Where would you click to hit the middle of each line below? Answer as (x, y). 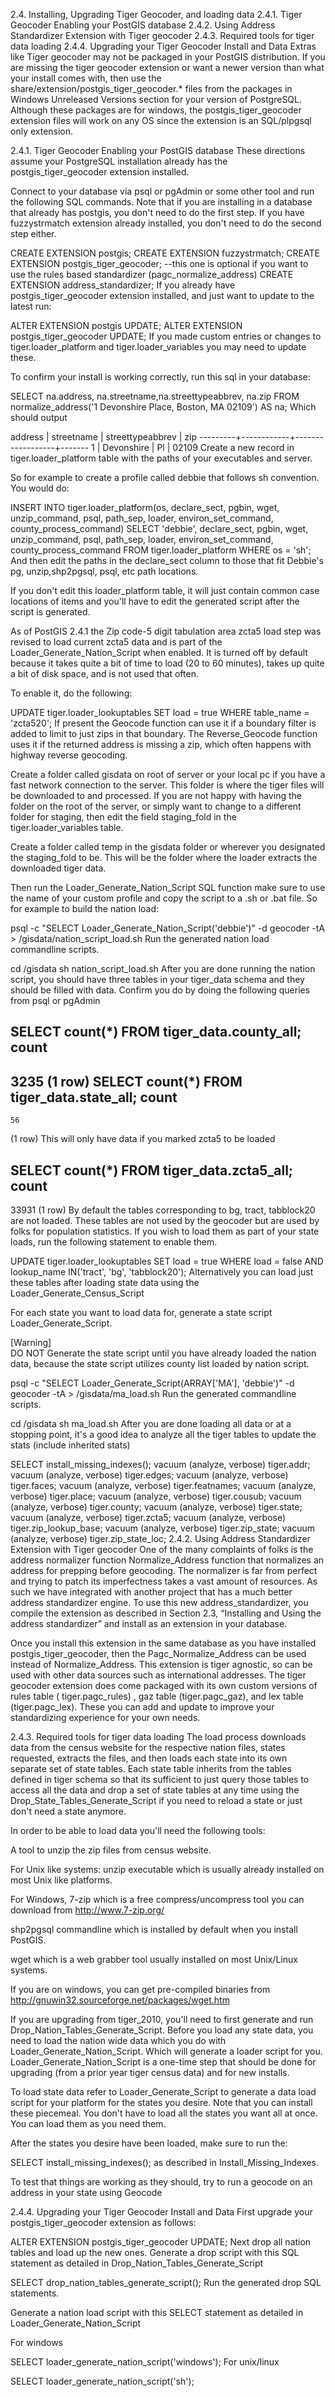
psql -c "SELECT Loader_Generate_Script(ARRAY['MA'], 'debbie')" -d (152, 1383)
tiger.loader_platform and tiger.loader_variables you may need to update (158, 347)
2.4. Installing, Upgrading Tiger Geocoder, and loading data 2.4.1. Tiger (156, 14)
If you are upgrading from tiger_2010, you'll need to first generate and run (162, 2020)
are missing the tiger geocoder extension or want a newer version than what (167, 67)
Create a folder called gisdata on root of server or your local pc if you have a (168, 774)
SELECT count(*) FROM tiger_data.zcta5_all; (152, 1170)
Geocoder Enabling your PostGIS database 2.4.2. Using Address (143, 25)
